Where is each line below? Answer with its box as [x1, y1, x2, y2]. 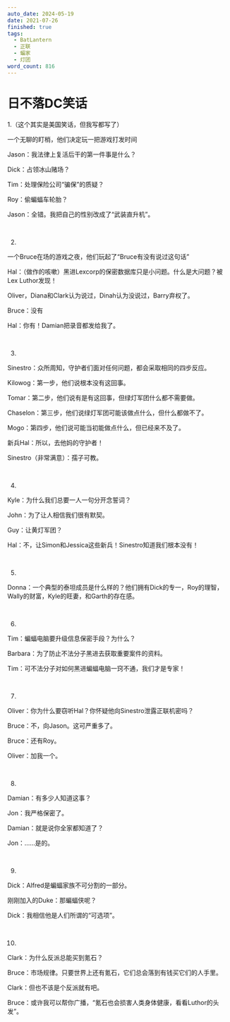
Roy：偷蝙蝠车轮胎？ [7, 195, 68, 203]
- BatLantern [13, 37, 52, 44]
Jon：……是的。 [7, 839, 54, 847]
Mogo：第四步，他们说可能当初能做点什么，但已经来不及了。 [7, 423, 186, 432]
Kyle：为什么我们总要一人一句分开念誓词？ [7, 495, 132, 504]
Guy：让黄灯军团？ [7, 525, 63, 534]
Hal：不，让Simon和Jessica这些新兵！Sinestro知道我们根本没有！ [7, 540, 199, 549]
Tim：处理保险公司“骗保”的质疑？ [7, 180, 104, 188]
